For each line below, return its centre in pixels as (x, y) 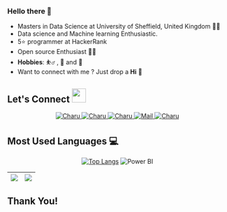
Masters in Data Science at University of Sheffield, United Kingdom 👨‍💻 (119, 27)
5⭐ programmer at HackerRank (62, 42)
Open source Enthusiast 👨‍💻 (57, 52)
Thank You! (32, 201)
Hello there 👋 (30, 11)
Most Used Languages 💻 (63, 141)
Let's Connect (38, 99)
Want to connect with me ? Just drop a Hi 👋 (80, 72)
